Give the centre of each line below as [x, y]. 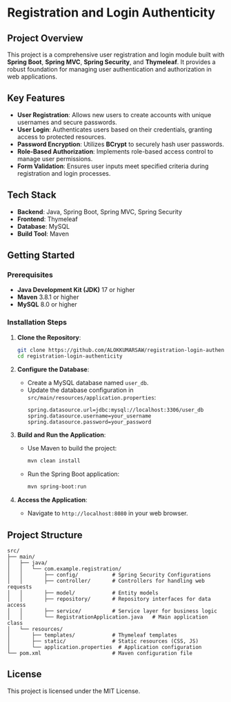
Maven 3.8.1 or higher [48, 297]
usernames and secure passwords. [67, 122]
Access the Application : [52, 500]
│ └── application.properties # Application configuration [104, 647]
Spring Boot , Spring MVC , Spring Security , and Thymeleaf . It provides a [111, 62]
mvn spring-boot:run [57, 487]
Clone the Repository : [49, 337]
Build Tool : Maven [43, 234]
